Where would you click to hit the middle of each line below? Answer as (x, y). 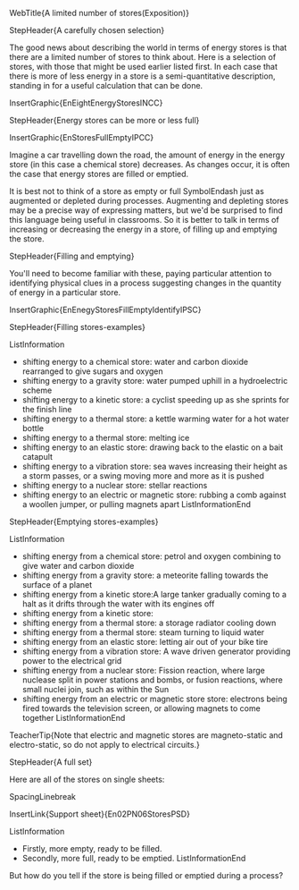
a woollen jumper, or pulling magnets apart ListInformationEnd (137, 504)
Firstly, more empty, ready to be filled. (92, 848)
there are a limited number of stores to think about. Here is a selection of (143, 57)
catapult (37, 457)
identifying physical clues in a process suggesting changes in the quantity (145, 283)
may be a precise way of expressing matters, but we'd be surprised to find (146, 210)
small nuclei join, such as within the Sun (96, 689)
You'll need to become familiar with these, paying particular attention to (141, 273)
